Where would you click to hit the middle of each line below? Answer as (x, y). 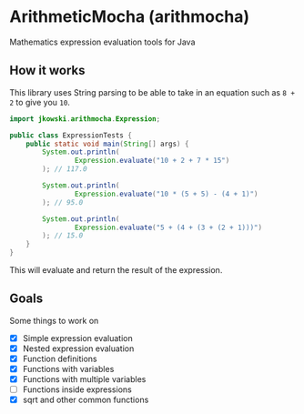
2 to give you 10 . (40, 102)
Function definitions (60, 358)
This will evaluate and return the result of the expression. (116, 270)
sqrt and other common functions (86, 400)
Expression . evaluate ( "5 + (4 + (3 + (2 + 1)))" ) (168, 227)
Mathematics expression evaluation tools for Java (102, 42)
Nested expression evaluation (78, 348)
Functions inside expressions (77, 389)
